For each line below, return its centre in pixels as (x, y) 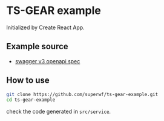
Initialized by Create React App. (45, 27)
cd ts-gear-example (31, 100)
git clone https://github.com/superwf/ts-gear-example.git (82, 94)
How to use (28, 81)
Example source (37, 47)
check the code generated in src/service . (58, 112)
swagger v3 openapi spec (48, 61)
